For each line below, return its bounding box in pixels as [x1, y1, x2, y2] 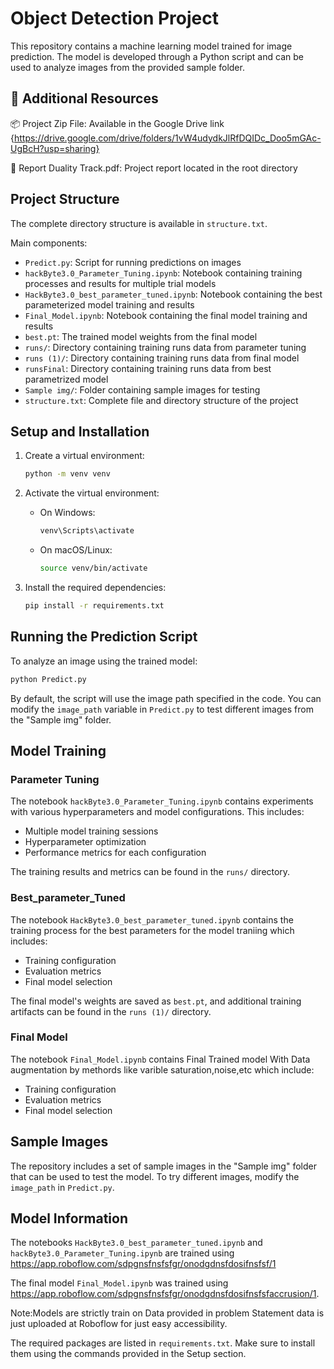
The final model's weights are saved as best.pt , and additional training [10, 995, 302, 1007]
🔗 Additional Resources [10, 90, 159, 107]
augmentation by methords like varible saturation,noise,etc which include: [10, 1063, 315, 1076]
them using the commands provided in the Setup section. [10, 1348, 247, 1360]
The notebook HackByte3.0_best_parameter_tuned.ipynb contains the [10, 913, 294, 926]
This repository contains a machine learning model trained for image [10, 40, 293, 52]
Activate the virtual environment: [24, 487, 160, 499]
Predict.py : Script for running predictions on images [24, 256, 242, 268]
